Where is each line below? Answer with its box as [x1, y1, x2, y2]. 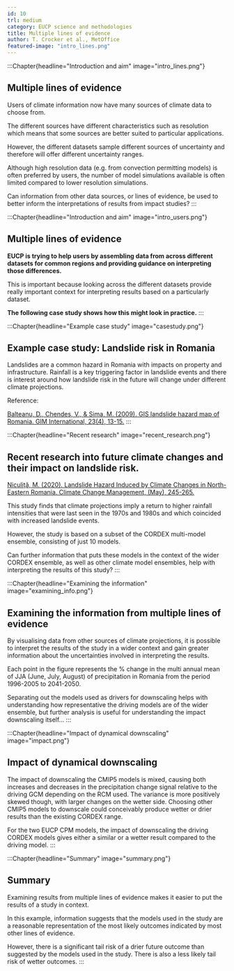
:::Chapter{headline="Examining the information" [7, 579, 148, 587]
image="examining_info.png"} [7, 587, 94, 595]
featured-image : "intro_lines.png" [7, 43, 111, 50]
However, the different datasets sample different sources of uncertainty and [7, 143, 225, 151]
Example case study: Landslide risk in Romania [7, 342, 216, 354]
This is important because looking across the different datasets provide [7, 280, 212, 289]
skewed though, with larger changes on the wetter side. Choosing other [7, 797, 213, 805]
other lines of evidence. [7, 928, 75, 937]
